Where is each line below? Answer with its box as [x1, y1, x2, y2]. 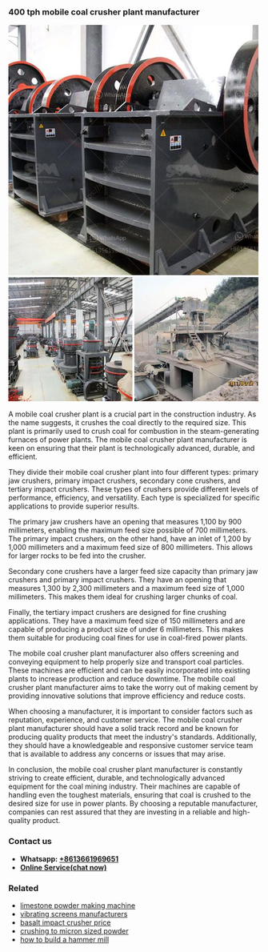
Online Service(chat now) [19, 862, 107, 872]
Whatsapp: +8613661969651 [19, 854, 118, 863]
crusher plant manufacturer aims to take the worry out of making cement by [8, 683, 258, 693]
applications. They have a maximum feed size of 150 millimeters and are [8, 616, 246, 626]
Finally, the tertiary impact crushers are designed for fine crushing [8, 608, 226, 617]
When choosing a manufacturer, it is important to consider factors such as [8, 707, 254, 717]
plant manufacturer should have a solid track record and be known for [8, 724, 239, 733]
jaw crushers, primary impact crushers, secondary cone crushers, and [8, 476, 241, 486]
